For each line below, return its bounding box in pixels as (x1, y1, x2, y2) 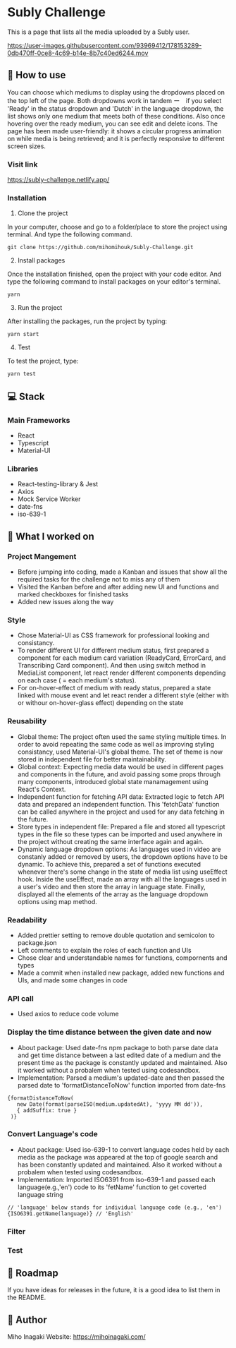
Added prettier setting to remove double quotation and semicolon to (17, 931, 215, 939)
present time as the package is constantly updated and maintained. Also (17, 1058, 228, 1066)
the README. (7, 1293, 46, 1302)
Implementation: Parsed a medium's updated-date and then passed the (17, 1073, 225, 1082)
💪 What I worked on (7, 530, 95, 542)
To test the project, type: (7, 357, 79, 366)
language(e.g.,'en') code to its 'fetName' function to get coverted (17, 1183, 206, 1191)
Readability (7, 915, 47, 925)
